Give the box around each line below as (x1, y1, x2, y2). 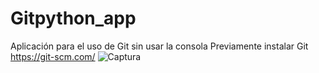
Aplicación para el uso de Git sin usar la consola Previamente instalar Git (10, 40, 309, 52)
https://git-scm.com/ (10, 50, 96, 62)
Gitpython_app (10, 7, 137, 30)
